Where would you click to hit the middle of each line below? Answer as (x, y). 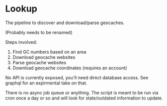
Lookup (21, 9)
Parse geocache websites (39, 62)
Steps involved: (21, 42)
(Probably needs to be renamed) (39, 32)
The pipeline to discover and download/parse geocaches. (65, 23)
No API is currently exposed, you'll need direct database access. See (77, 77)
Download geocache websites (44, 57)
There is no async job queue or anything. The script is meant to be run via (82, 92)
